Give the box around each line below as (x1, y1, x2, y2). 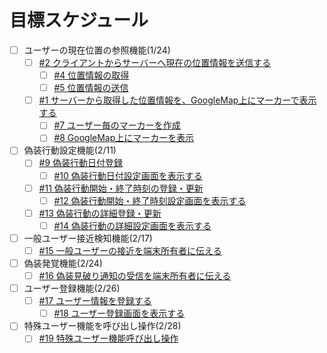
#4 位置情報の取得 (53, 69, 130, 81)
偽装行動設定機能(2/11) (23, 144, 117, 156)
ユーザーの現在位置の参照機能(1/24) (23, 44, 171, 56)
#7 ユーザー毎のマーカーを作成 (53, 119, 181, 131)
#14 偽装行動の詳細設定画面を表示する (53, 219, 212, 231)
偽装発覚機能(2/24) (23, 257, 103, 269)
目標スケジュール (9, 9, 149, 32)
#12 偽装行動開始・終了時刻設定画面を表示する (53, 194, 247, 206)
